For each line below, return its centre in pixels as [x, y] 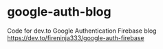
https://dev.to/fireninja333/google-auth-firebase [76, 37]
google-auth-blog [59, 12]
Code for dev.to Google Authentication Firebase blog [82, 31]
